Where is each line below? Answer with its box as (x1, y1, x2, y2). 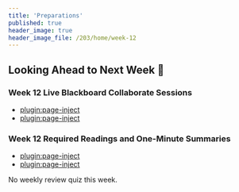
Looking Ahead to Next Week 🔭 (8, 63, 164, 76)
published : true (8, 19, 62, 27)
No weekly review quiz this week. (8, 175, 118, 185)
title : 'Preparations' (8, 11, 83, 20)
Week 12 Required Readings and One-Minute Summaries (8, 132, 231, 144)
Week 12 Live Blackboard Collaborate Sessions (8, 86, 193, 98)
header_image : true (8, 26, 73, 34)
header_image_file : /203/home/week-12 (8, 33, 137, 42)
